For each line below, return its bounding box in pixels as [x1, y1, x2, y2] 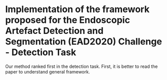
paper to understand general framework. [5, 68, 90, 74]
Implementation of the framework [5, 4, 150, 15]
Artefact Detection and [5, 25, 104, 36]
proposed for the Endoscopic [5, 14, 131, 26]
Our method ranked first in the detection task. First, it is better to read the [5, 63, 158, 69]
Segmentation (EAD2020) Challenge [5, 36, 162, 48]
